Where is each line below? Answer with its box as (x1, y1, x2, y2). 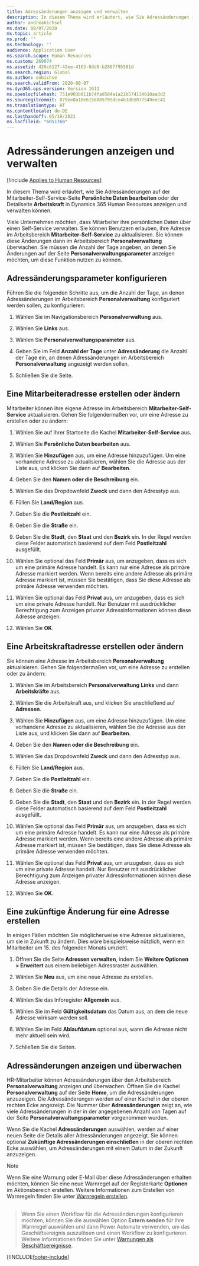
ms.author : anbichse (6, 75, 58, 81)
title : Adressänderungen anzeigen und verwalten (6, 8, 129, 15)
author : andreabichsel (6, 20, 63, 25)
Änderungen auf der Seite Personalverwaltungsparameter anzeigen (6, 250, 175, 257)
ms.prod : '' (6, 36, 36, 42)
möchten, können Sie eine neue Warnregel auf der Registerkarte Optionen (6, 1180, 188, 1187)
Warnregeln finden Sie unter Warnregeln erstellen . (6, 1193, 129, 1200)
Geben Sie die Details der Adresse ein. (15, 985, 109, 992)
